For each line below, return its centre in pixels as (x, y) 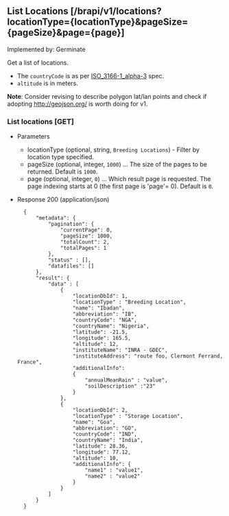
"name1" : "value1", (114, 470)
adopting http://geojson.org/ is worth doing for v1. (77, 104)
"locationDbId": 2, (100, 410)
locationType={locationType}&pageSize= (98, 22)
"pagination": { (71, 224)
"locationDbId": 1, (100, 296)
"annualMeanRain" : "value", (126, 380)
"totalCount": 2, (85, 242)
